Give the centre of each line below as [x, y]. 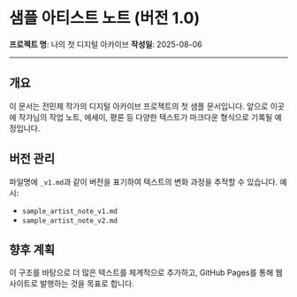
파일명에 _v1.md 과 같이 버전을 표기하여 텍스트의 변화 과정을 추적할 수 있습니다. [144, 181]
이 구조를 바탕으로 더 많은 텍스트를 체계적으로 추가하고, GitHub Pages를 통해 [141, 273]
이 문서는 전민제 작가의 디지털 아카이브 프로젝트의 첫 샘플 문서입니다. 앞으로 [139, 106]
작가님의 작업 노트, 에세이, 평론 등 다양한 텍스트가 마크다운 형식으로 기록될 [145, 117]
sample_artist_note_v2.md [69, 221]
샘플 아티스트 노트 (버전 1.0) [105, 18]
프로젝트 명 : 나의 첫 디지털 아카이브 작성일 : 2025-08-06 [106, 44]
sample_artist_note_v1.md [69, 211]
